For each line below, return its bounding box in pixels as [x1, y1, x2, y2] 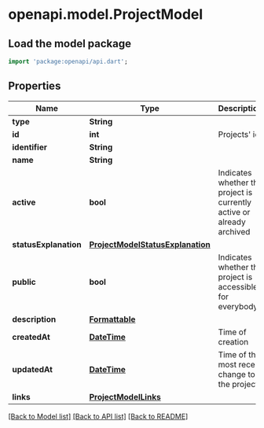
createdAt [12, 331, 51, 342]
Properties [8, 79, 61, 93]
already [218, 216, 246, 227]
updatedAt [12, 363, 53, 374]
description [12, 313, 57, 324]
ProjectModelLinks [89, 391, 161, 402]
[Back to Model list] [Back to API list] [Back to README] [8, 411, 189, 421]
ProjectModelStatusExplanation [89, 238, 211, 249]
